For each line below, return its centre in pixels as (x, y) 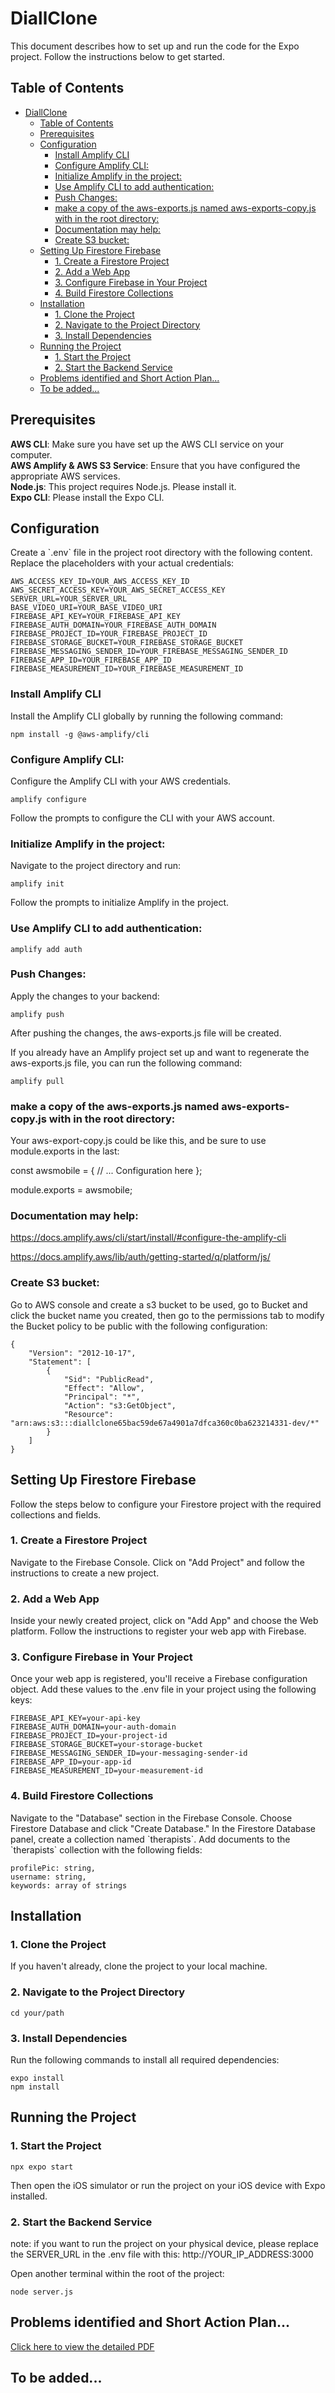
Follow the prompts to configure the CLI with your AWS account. (142, 818)
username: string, (48, 1877)
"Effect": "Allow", (104, 1388)
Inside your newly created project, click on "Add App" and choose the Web (164, 1621)
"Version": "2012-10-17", (82, 1353)
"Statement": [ (60, 1362)
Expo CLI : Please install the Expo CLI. (87, 497)
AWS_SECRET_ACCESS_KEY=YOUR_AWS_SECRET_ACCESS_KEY (118, 590)
